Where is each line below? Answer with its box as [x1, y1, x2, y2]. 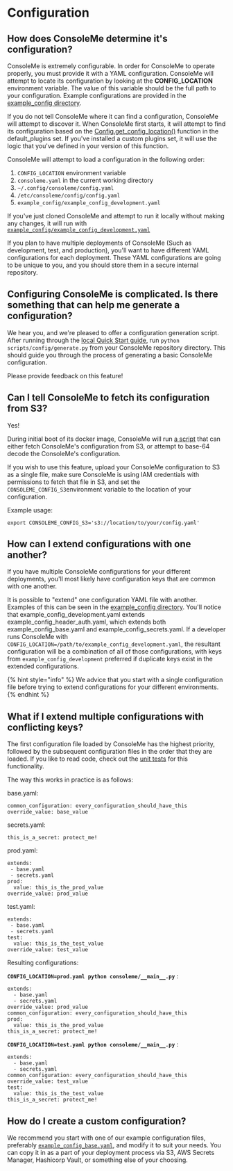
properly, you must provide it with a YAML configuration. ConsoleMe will [7, 70, 214, 77]
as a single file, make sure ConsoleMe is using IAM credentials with [7, 470, 200, 478]
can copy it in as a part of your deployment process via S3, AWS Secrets [7, 1149, 215, 1157]
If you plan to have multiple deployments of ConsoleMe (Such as [7, 239, 192, 247]
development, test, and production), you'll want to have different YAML [7, 246, 209, 255]
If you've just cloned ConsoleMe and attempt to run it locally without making [7, 212, 225, 220]
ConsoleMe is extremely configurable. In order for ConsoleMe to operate [7, 62, 215, 70]
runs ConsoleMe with [7, 633, 68, 641]
